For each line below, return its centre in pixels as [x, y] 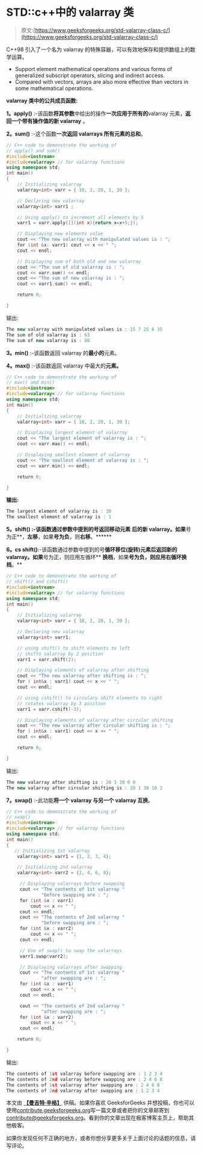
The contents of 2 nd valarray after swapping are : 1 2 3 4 [83, 1091]
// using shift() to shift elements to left [74, 648]
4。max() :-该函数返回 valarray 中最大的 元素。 [64, 366]
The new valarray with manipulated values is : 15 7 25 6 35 [84, 329]
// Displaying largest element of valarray [72, 433]
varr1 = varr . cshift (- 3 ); [50, 709]
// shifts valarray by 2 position [60, 654]
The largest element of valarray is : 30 [59, 512]
